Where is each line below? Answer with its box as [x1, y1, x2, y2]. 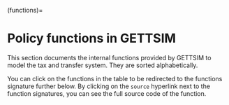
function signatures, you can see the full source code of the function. [7, 89, 207, 97]
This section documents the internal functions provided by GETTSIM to [7, 53, 212, 62]
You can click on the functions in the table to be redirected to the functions [7, 74, 223, 83]
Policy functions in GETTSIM [7, 31, 177, 46]
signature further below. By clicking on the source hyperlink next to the [7, 82, 211, 90]
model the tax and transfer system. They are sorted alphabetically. [7, 61, 198, 69]
